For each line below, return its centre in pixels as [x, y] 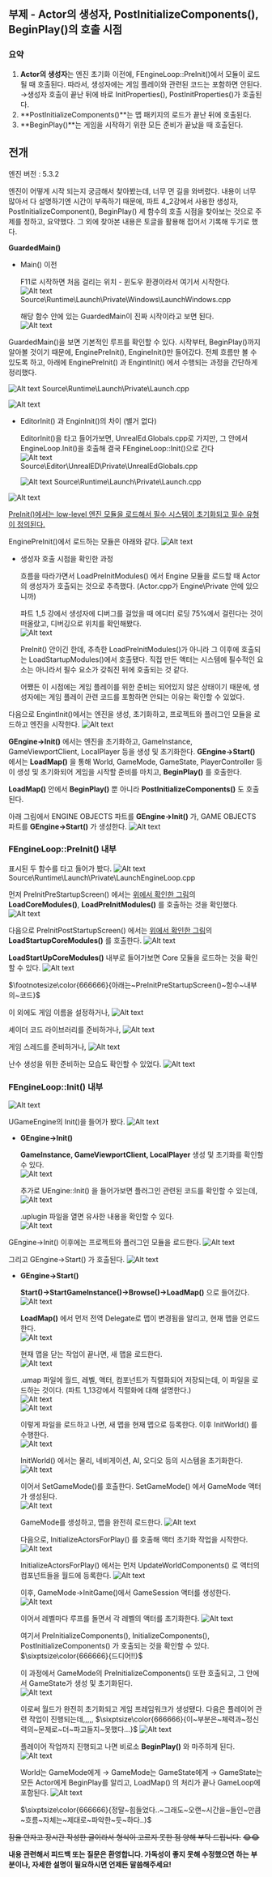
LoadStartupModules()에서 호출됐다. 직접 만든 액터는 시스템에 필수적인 [142, 659]
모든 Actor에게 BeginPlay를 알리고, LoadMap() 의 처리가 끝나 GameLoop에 [140, 1783]
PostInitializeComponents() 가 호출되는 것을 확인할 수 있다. [115, 1646]
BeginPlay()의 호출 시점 [66, 30]
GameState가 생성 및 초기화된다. [81, 1683]
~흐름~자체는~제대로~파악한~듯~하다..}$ [86, 1820]
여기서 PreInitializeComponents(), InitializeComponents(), [115, 1636]
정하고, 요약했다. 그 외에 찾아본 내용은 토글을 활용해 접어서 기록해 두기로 [136, 221]
